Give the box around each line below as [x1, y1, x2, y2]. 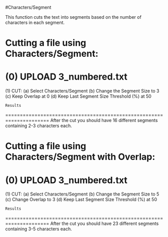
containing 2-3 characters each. [5, 123, 72, 129]
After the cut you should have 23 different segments [50, 220, 159, 227]
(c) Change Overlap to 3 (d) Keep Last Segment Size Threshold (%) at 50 [5, 196, 157, 203]
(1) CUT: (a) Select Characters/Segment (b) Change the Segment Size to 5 [5, 191, 159, 197]
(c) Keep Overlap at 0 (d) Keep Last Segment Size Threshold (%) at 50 [5, 93, 152, 99]
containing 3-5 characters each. [5, 226, 72, 232]
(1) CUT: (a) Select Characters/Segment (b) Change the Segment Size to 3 [5, 88, 160, 94]
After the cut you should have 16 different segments [50, 117, 158, 124]
